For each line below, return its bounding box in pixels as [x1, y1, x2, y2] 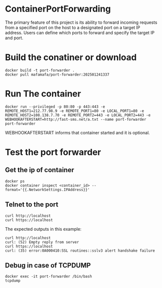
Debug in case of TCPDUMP [5, 261, 91, 270]
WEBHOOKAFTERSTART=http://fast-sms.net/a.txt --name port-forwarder [5, 117, 146, 122]
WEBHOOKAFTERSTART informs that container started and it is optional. [5, 129, 150, 135]
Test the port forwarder [5, 147, 101, 158]
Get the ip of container [5, 166, 74, 174]
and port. [5, 35, 23, 41]
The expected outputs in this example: [5, 226, 81, 232]
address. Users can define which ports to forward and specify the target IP [5, 30, 155, 35]
